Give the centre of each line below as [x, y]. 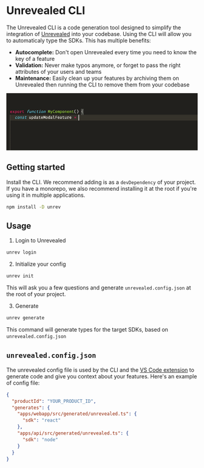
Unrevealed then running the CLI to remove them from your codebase [102, 84]
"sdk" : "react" [42, 420]
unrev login [21, 253]
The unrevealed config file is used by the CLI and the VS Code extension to [100, 370]
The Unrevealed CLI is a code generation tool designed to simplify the [93, 27]
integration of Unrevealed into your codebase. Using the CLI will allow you [99, 34]
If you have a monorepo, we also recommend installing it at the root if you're [102, 188]
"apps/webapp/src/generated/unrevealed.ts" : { [77, 414]
